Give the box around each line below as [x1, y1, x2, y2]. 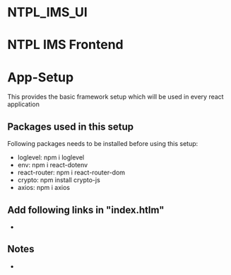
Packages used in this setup [7, 120, 134, 133]
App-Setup [7, 69, 74, 85]
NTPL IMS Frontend [7, 37, 124, 53]
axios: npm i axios [17, 184, 71, 192]
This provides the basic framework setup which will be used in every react [7, 93, 224, 101]
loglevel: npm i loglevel [17, 153, 85, 162]
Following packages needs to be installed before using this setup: [7, 140, 199, 148]
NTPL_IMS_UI [7, 4, 88, 21]
